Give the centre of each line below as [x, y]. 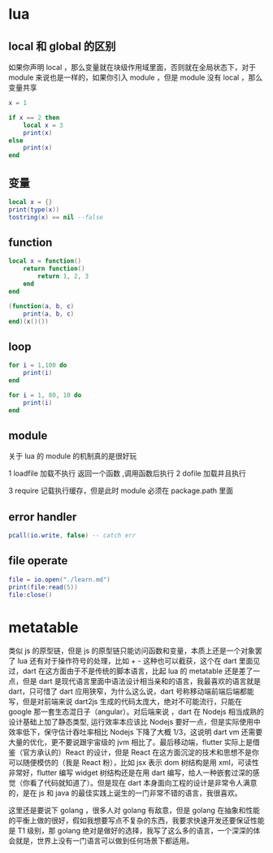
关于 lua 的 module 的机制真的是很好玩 [73, 456]
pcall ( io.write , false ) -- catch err [72, 536]
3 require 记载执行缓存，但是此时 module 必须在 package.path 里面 [121, 491]
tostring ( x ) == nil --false [56, 217]
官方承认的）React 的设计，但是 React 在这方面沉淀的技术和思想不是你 [141, 752]
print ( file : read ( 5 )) [43, 587]
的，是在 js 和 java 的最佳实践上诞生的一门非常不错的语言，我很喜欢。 [125, 793]
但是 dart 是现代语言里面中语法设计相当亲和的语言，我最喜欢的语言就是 [142, 681]
